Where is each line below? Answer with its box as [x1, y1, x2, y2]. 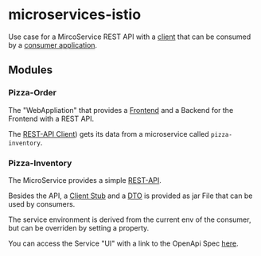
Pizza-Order [8, 87, 57, 99]
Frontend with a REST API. [8, 114, 95, 123]
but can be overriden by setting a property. [8, 223, 150, 232]
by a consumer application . [8, 40, 98, 49]
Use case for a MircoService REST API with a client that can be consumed [8, 32, 251, 41]
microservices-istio [8, 6, 142, 24]
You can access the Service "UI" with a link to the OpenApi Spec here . [8, 239, 239, 248]
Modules [8, 64, 53, 77]
